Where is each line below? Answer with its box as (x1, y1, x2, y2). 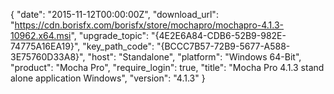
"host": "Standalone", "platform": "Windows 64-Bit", (87, 51, 302, 63)
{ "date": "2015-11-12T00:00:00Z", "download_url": (10, 9, 219, 20)
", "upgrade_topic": (70, 30, 150, 41)
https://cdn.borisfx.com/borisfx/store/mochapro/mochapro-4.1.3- (14, 19, 285, 31)
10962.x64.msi (10, 30, 72, 41)
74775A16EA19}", (10, 40, 81, 52)
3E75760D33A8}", (10, 51, 86, 63)
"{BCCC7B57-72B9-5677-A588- (156, 40, 291, 52)
